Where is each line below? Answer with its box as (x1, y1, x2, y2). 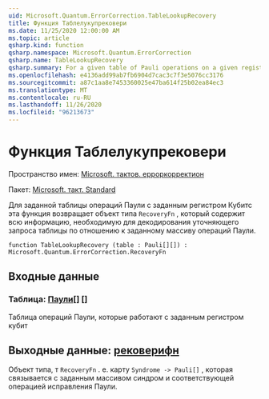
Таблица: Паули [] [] (8, 293, 88, 305)
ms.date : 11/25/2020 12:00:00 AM (8, 26, 120, 34)
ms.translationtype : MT (8, 86, 88, 94)
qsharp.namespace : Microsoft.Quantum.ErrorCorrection (8, 49, 192, 57)
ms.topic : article (8, 34, 70, 42)
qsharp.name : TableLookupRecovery (8, 57, 124, 65)
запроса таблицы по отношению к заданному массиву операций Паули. (8, 225, 256, 235)
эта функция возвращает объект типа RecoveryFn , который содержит (8, 209, 246, 218)
